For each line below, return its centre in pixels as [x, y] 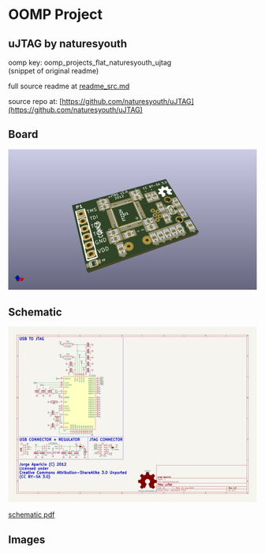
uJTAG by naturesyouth [68, 44]
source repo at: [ [35, 101]
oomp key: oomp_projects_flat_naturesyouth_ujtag [90, 62]
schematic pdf [32, 515]
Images [27, 539]
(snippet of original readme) [54, 71]
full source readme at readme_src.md [69, 86]
